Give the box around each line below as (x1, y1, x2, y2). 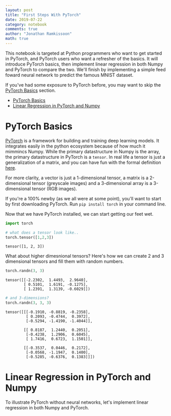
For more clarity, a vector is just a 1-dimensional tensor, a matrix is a (5, 175, 148, 181)
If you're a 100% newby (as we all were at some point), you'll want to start (5, 195, 161, 201)
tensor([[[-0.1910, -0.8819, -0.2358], (5, 309, 91, 315)
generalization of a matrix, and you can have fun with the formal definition (5, 159, 161, 165)
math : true (5, 36, 29, 41)
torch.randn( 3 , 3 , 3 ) (5, 300, 52, 305)
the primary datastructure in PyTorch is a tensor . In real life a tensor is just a (5, 154, 165, 160)
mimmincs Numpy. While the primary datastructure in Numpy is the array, (5, 148, 160, 154)
